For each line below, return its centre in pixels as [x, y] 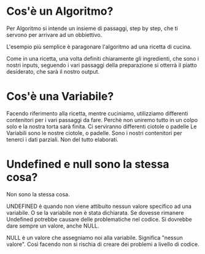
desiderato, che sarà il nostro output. [53, 71]
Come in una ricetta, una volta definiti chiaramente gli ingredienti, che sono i [103, 58]
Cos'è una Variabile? [60, 97]
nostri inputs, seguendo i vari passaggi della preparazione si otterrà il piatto [102, 65]
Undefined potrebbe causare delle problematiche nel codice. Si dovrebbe [99, 219]
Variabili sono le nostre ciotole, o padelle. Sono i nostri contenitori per [94, 133]
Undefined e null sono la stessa [88, 164]
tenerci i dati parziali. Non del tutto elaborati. [62, 139]
